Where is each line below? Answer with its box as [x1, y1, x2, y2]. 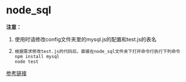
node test [14, 59, 39, 65]
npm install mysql [14, 54, 60, 59]
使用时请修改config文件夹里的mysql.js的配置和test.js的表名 [14, 35, 157, 42]
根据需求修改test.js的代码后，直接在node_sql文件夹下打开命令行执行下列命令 [14, 48, 181, 54]
